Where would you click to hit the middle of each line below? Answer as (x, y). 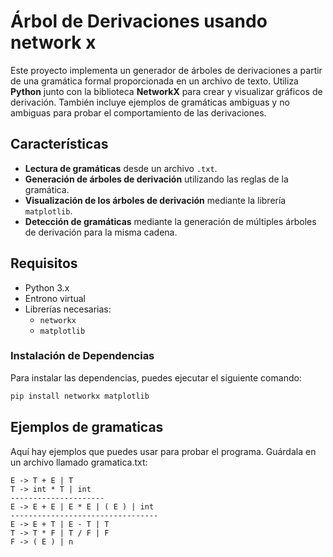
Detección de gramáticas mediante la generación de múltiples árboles (170, 221)
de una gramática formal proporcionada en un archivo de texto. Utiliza (154, 81)
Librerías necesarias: (68, 309)
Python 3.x (47, 287)
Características (59, 144)
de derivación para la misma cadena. (101, 232)
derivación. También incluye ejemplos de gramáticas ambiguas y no (150, 102)
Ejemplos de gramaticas (87, 427)
